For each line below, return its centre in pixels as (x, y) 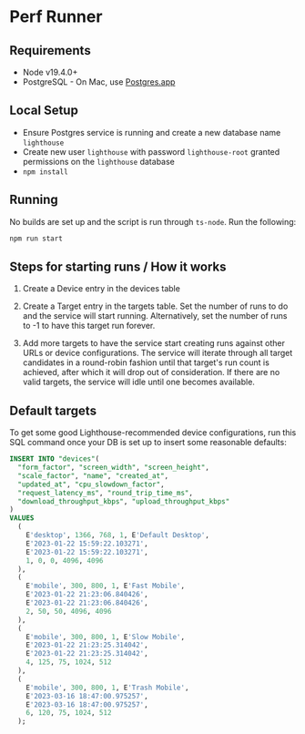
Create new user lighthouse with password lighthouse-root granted (151, 151)
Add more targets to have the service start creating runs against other (153, 343)
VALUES (22, 518)
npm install (45, 172)
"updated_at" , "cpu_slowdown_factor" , (91, 484)
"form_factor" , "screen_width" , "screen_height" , (113, 467)
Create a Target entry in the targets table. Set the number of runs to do (155, 306)
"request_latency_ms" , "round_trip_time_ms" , (106, 493)
